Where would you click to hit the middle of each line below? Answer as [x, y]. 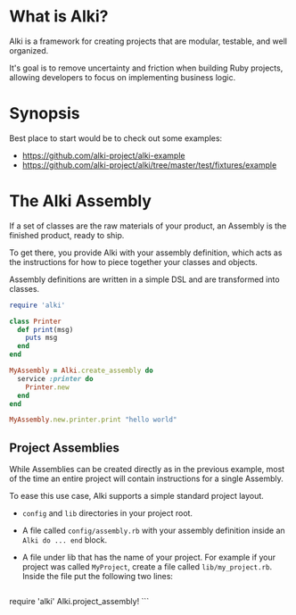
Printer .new [47, 387]
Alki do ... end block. [65, 540]
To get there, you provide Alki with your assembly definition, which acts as [146, 253]
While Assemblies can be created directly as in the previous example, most [147, 470]
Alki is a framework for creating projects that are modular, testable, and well [148, 41]
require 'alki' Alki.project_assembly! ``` [79, 602]
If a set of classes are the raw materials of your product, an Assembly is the [148, 226]
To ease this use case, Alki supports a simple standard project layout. [137, 496]
